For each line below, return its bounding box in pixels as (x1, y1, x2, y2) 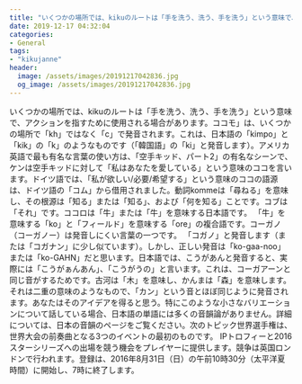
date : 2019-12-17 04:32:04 (9, 22, 111, 31)
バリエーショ (243, 297, 291, 308)
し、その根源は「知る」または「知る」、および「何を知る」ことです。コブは (9, 195, 289, 207)
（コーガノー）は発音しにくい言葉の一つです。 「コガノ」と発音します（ (9, 229, 279, 240)
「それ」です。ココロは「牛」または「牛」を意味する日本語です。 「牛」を (9, 207, 286, 218)
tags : (9, 47, 30, 56)
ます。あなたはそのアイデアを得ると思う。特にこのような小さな (9, 297, 244, 308)
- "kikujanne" (9, 55, 63, 64)
